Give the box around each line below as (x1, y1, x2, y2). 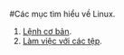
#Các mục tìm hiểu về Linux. (9, 9, 116, 19)
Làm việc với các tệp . (22, 36, 102, 46)
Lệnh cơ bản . (22, 26, 72, 36)
